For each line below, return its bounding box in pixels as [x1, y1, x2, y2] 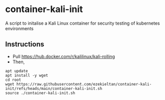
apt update [5, 68, 28, 73]
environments [5, 25, 34, 31]
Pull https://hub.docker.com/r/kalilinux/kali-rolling [12, 53, 115, 59]
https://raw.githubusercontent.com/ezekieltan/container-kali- [16, 81, 152, 86]
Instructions [5, 40, 44, 49]
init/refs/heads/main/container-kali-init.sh [5, 86, 102, 91]
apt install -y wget [5, 73, 49, 78]
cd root [5, 77, 22, 82]
